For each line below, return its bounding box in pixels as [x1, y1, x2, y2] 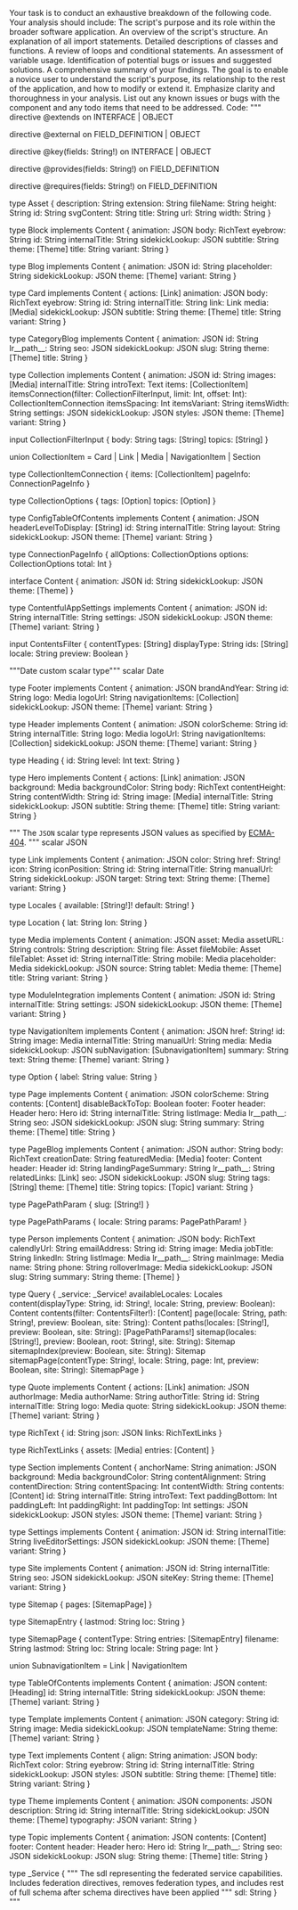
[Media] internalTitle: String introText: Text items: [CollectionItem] [9, 379, 249, 389]
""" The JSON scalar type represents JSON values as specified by [9, 828, 247, 838]
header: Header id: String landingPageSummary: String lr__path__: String [9, 1163, 276, 1173]
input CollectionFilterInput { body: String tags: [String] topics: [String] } [9, 434, 269, 445]
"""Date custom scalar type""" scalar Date [9, 666, 165, 676]
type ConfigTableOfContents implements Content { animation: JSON [9, 512, 260, 523]
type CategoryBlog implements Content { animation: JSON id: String [9, 333, 259, 344]
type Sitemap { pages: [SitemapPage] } [9, 1599, 153, 1610]
